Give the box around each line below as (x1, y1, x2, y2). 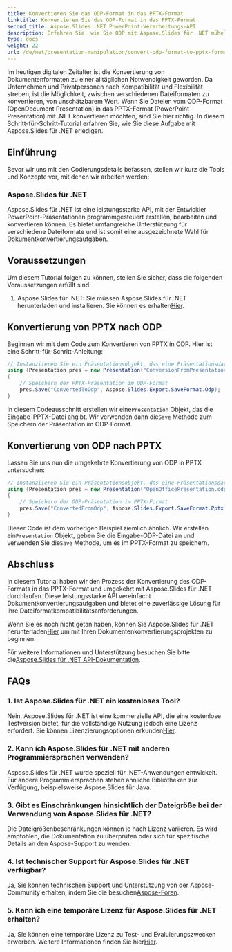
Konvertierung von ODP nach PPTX (7, 440, 162, 452)
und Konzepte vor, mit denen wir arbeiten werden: (7, 172, 150, 181)
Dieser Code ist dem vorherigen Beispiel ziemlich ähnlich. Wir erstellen (7, 523, 209, 532)
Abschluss (7, 559, 55, 571)
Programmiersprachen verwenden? (7, 753, 129, 762)
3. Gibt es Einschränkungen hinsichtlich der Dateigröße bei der (7, 800, 222, 810)
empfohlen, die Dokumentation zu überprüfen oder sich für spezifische (7, 832, 209, 841)
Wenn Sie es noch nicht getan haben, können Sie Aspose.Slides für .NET (7, 620, 214, 628)
